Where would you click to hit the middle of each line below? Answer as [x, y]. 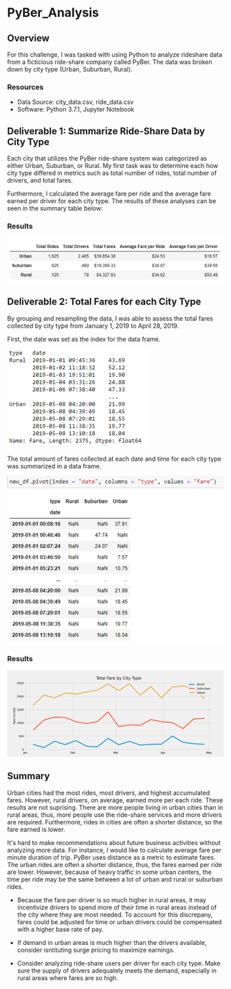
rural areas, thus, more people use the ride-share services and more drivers [114, 815]
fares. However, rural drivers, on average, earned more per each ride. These [115, 800]
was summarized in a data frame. [54, 466]
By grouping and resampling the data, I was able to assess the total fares [110, 318]
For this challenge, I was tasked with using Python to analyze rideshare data [115, 54]
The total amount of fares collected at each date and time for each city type [114, 459]
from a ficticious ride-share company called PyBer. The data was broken [110, 62]
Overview [29, 38]
